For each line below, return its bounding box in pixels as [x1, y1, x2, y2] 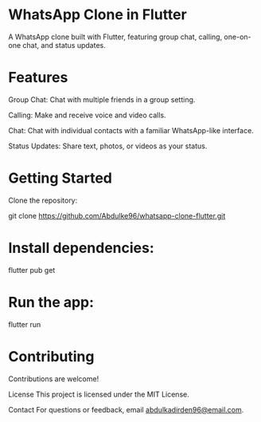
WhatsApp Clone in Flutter [8, 6, 187, 24]
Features [8, 69, 68, 87]
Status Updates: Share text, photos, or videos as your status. [8, 141, 208, 151]
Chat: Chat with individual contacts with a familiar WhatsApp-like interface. [8, 125, 255, 135]
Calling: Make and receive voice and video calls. [8, 110, 166, 120]
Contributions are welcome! [8, 373, 99, 384]
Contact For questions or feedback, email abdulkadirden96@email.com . [8, 404, 244, 414]
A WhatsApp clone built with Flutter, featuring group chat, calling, [8, 32, 223, 41]
